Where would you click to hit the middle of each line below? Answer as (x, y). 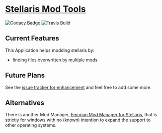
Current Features (32, 38)
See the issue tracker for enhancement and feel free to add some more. (79, 87)
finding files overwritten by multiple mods (55, 60)
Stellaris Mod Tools (45, 9)
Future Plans (25, 75)
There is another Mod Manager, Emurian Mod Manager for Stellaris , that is (81, 115)
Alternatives (25, 103)
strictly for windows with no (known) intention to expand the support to (78, 120)
